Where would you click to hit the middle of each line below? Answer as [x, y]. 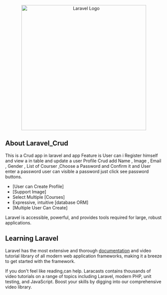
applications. [18, 222]
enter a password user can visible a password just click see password [77, 171]
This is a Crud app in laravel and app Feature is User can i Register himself [82, 155]
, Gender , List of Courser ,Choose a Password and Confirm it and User [78, 166]
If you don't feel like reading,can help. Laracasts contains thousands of [78, 271]
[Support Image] [29, 192]
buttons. [14, 177]
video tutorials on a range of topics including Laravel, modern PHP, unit [78, 276]
